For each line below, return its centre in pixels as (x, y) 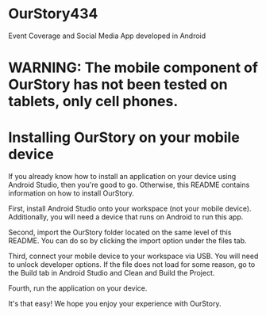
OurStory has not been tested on (118, 85)
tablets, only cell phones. (93, 102)
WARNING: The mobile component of (133, 68)
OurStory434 (53, 14)
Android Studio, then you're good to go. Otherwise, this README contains (129, 185)
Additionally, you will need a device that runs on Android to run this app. (126, 217)
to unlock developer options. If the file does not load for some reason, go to (132, 265)
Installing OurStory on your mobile (124, 137)
